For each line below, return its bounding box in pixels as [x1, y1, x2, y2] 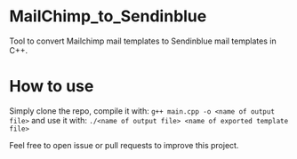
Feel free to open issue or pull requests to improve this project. [9, 139, 239, 150]
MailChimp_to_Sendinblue [9, 6, 207, 27]
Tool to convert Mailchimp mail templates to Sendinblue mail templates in [9, 36, 277, 46]
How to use [9, 76, 94, 97]
